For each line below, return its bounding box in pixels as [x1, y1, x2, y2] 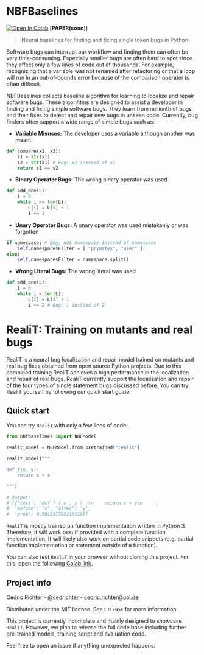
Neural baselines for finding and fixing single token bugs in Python [21, 36, 189, 43]
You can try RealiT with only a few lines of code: [6, 422, 128, 429]
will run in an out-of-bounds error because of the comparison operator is [6, 74, 189, 81]
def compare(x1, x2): [6, 148, 62, 154]
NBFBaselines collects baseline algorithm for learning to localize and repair [6, 92, 195, 99]
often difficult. [6, 80, 41, 88]
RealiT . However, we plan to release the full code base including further [6, 624, 187, 631]
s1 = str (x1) [17, 153, 51, 159]
